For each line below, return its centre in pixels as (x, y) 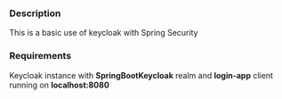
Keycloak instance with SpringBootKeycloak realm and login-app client (141, 75)
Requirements (40, 56)
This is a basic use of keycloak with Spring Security (104, 33)
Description (35, 13)
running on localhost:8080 (59, 85)
